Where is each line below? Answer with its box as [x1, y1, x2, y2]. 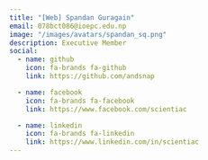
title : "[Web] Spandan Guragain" [9, 13, 135, 22]
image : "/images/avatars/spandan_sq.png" [9, 30, 167, 39]
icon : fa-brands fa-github [25, 64, 127, 73]
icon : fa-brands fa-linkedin [25, 129, 135, 138]
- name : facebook [17, 87, 83, 97]
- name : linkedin [17, 120, 83, 130]
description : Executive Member [9, 38, 127, 48]
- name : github [17, 55, 75, 64]
